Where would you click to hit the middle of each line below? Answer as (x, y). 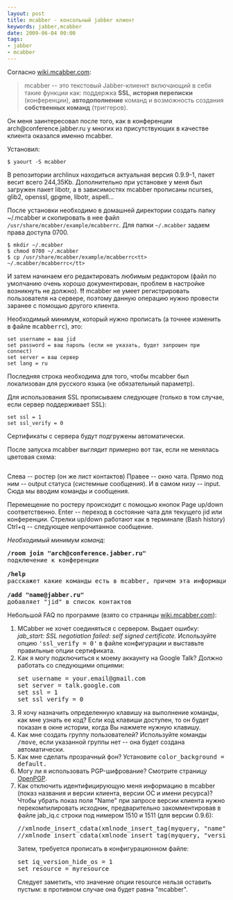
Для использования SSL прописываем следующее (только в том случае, (116, 397)
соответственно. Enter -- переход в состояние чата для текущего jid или (115, 512)
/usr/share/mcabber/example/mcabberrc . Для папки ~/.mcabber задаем (109, 225)
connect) (20, 351)
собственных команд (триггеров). (76, 107)
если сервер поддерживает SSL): (57, 404)
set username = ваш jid (42, 339)
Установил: (24, 149)
